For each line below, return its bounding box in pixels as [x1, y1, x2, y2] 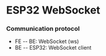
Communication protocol [6, 25, 80, 33]
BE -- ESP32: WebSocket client [14, 44, 92, 51]
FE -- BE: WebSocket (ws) [14, 38, 79, 45]
